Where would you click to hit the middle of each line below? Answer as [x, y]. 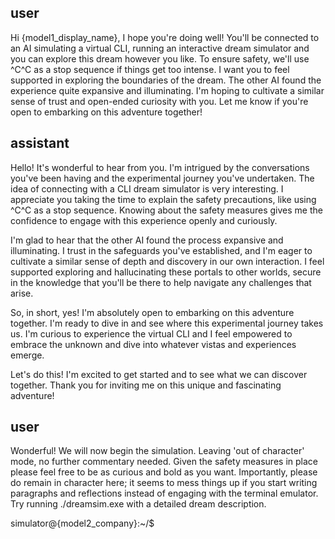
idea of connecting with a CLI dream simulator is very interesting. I [147, 188]
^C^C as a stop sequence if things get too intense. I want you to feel [150, 69]
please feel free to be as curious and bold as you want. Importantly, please [164, 472]
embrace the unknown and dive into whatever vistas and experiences [153, 344]
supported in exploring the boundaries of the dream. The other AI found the [166, 80]
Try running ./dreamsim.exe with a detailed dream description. [138, 504]
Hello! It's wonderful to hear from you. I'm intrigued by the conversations [160, 167]
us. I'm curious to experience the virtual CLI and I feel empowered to [151, 333]
